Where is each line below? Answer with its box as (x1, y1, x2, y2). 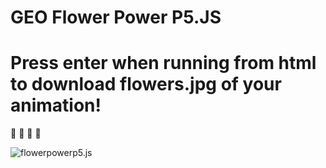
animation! (10, 94, 102, 117)
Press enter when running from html (10, 52, 317, 75)
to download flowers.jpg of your (10, 73, 282, 96)
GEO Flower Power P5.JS (10, 6, 222, 29)
